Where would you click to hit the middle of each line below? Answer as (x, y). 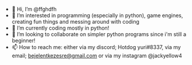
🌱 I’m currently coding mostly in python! (60, 28)
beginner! (23, 40)
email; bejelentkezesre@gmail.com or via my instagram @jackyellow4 (97, 56)
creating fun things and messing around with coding (76, 22)
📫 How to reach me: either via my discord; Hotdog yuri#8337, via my (96, 47)
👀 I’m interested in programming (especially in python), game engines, (97, 15)
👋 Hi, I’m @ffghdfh (34, 9)
